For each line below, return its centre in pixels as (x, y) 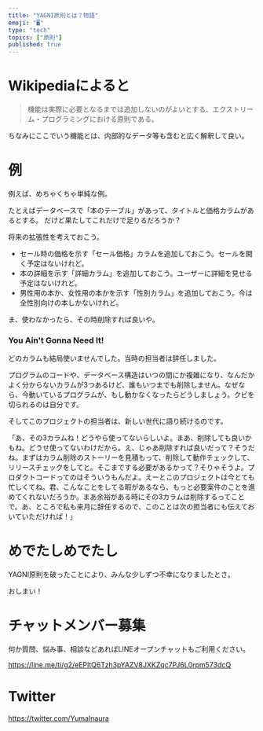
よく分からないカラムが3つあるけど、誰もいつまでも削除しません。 (117, 385)
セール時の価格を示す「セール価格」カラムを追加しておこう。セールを (132, 253)
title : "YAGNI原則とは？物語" (53, 15)
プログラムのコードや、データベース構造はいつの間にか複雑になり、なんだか (131, 375)
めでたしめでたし (64, 551)
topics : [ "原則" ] (35, 37)
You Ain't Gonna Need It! (56, 340)
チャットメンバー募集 (77, 626)
